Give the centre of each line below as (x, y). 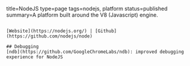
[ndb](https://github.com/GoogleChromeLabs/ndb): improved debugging (95, 52)
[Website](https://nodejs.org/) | (50, 31)
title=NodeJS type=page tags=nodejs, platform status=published (87, 9)
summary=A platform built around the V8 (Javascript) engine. (82, 15)
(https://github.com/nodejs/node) (50, 36)
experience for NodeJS (35, 57)
